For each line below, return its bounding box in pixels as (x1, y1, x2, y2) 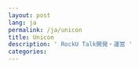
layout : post (8, 11, 51, 20)
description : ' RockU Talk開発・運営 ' (8, 41, 133, 48)
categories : (8, 48, 47, 55)
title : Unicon (8, 33, 55, 41)
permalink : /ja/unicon (8, 26, 82, 34)
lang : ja (8, 19, 37, 27)
